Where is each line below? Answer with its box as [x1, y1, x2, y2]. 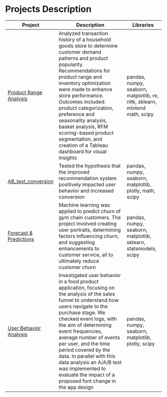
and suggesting [59, 239, 95, 246]
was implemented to [59, 365, 106, 372]
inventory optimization [59, 80, 111, 87]
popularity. [59, 61, 84, 68]
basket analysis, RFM [59, 123, 108, 130]
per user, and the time [59, 340, 110, 347]
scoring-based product [59, 129, 114, 136]
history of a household [59, 36, 111, 43]
